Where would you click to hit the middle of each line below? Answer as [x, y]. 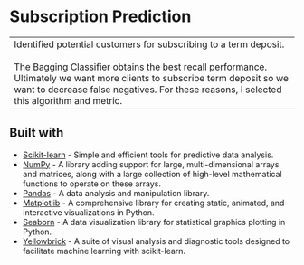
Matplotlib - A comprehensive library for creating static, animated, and [153, 203]
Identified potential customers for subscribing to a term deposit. [149, 44]
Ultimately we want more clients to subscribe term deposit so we [152, 78]
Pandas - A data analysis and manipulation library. [116, 193]
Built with [37, 133]
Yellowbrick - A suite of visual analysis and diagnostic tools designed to [156, 241]
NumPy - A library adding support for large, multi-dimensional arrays [151, 164]
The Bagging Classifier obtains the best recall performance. [141, 67]
